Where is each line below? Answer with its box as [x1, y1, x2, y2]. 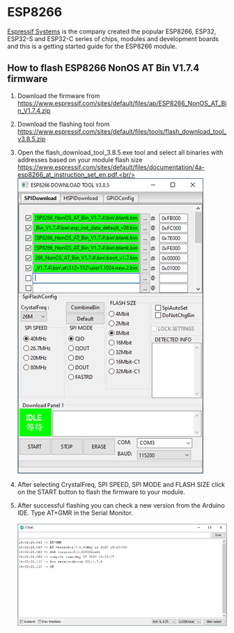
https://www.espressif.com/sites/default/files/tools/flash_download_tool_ [17, 127, 227, 136]
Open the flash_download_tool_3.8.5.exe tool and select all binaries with [17, 148, 224, 157]
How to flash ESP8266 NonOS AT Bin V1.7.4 [7, 62, 200, 74]
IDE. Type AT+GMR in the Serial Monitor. [17, 508, 134, 517]
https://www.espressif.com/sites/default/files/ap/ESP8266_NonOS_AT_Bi [17, 99, 227, 107]
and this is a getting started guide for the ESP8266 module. [7, 42, 178, 50]
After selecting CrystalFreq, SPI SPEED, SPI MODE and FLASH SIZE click [17, 480, 225, 488]
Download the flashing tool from [17, 120, 110, 128]
